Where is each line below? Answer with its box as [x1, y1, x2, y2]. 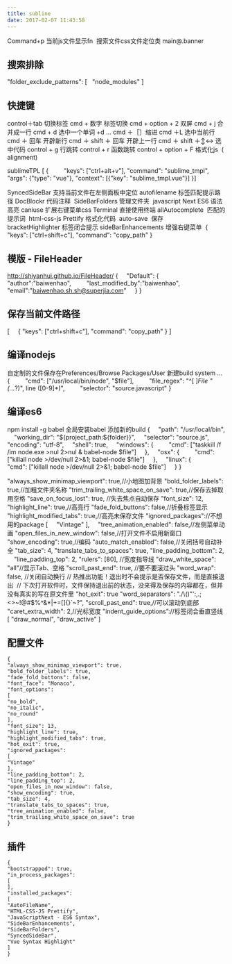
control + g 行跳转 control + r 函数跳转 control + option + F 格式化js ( [26, 145, 224, 153]
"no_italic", [7, 704, 45, 712]
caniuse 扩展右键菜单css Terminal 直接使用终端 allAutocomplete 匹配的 [20, 206, 226, 214]
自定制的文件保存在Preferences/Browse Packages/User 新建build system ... [7, 369, 223, 377]
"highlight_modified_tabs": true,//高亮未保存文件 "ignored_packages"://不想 [7, 512, 223, 520]
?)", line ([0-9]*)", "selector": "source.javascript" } [15, 383, 172, 392]
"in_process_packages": [7, 872, 76, 879]
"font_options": [7, 686, 54, 693]
